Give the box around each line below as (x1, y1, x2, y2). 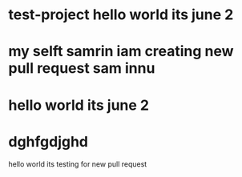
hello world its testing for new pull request (8, 159, 147, 169)
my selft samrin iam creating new (8, 42, 234, 61)
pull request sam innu (8, 59, 155, 78)
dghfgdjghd (8, 132, 89, 151)
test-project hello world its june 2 (8, 6, 234, 24)
